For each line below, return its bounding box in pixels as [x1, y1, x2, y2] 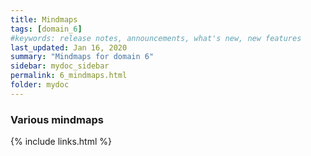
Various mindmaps [10, 112, 104, 126]
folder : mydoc [10, 80, 70, 90]
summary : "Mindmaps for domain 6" [10, 52, 155, 62]
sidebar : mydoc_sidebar [10, 61, 110, 71]
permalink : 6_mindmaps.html [10, 71, 128, 81]
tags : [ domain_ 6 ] [10, 24, 83, 34]
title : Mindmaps [10, 14, 78, 25]
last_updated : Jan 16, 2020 [10, 42, 128, 53]
